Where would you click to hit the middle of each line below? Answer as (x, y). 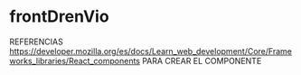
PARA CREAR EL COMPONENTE (202, 61)
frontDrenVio (60, 17)
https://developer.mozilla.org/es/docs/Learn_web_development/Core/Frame (150, 51)
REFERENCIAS (36, 42)
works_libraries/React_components (75, 61)
